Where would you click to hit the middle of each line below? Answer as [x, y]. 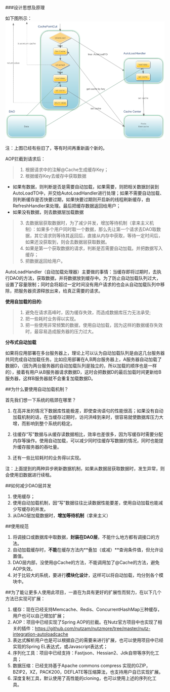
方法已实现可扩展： [25, 599]
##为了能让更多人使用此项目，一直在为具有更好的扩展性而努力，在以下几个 [83, 592]
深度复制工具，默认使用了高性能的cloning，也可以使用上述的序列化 [82, 678]
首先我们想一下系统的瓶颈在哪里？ [41, 400]
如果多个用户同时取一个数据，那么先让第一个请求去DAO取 [96, 229]
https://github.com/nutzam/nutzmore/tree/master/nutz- [93, 628]
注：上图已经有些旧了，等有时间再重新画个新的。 [56, 148]
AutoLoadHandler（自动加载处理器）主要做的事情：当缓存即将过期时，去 [81, 272]
